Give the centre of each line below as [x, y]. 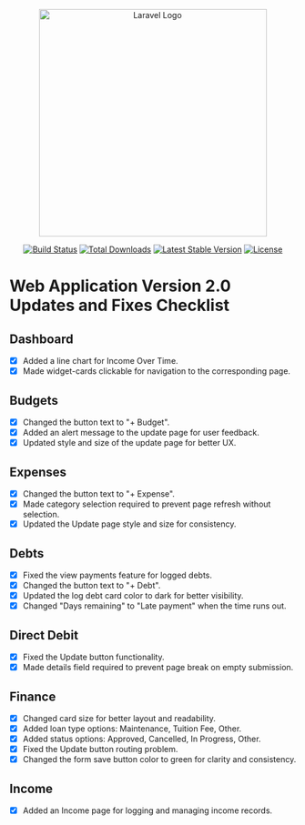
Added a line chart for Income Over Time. [101, 361]
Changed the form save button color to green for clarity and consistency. [159, 760]
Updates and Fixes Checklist [120, 306]
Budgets [34, 400]
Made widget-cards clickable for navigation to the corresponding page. [157, 371]
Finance [33, 696]
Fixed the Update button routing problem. [100, 750]
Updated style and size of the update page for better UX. [129, 443]
